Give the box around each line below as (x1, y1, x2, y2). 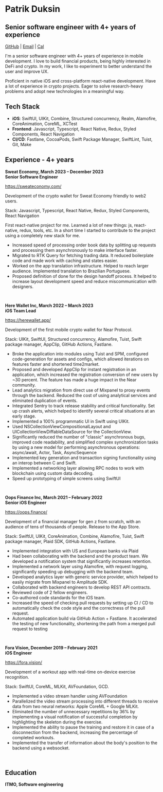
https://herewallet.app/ (5, 317, 51, 323)
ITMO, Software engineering (5, 781, 64, 788)
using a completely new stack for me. (5, 232, 80, 238)
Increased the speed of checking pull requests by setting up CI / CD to (12, 600, 154, 606)
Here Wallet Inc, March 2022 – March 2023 (5, 302, 93, 308)
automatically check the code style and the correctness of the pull (12, 605, 145, 611)
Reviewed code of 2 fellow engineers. (12, 589, 88, 595)
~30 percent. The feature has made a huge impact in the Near (12, 376, 137, 382)
